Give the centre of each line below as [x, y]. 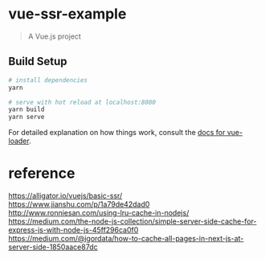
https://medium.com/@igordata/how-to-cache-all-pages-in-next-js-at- [126, 239]
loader [19, 141]
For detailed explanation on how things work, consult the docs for [117, 133]
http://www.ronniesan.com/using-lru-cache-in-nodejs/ [99, 213]
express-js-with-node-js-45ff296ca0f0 [73, 230]
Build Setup [38, 62]
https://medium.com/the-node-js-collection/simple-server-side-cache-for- [132, 221]
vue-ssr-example [67, 14]
